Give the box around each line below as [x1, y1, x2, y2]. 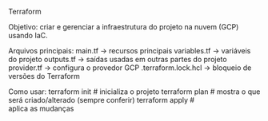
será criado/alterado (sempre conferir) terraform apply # [8, 96, 194, 104]
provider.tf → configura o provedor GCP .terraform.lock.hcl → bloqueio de [8, 63, 252, 72]
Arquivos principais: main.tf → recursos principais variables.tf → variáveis [8, 46, 251, 55]
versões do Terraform [8, 72, 80, 80]
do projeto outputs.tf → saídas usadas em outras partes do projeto [8, 55, 227, 64]
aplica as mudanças [8, 103, 74, 113]
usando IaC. [8, 31, 48, 40]
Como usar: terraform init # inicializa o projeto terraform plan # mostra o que [8, 87, 261, 96]
